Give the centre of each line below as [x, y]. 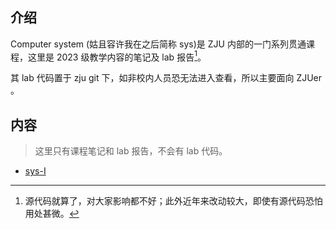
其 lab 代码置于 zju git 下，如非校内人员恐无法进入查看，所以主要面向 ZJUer [166, 78]
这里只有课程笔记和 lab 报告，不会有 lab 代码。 [131, 151]
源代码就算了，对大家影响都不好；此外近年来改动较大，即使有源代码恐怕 [173, 201]
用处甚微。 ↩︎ [52, 214]
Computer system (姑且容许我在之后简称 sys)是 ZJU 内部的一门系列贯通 [158, 44]
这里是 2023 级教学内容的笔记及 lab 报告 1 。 [117, 56]
